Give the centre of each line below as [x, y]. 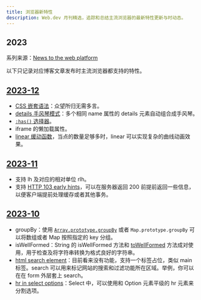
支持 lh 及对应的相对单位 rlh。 [52, 179]
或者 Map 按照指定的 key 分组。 [76, 237]
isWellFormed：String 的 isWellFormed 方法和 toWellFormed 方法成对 [102, 244]
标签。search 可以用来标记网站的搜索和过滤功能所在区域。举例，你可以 [104, 268]
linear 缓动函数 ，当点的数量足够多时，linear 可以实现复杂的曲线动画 [100, 137]
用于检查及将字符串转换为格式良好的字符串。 [82, 252]
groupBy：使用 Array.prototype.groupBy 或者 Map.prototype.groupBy [101, 229]
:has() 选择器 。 [35, 121]
